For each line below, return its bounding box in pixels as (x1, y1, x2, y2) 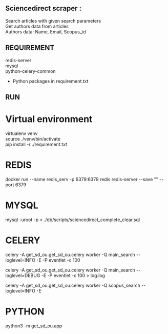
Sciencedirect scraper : (5, 4, 82, 13)
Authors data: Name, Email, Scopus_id (5, 28, 86, 35)
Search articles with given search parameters (5, 17, 101, 24)
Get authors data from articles (5, 23, 69, 29)
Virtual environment (5, 113, 93, 125)
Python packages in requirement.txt (12, 78, 89, 84)
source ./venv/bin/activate (5, 135, 60, 142)
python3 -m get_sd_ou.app (5, 323, 62, 329)
